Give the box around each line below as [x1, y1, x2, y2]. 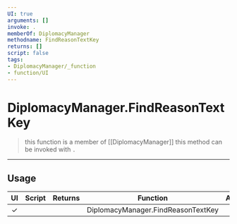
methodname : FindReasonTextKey [7, 37, 99, 44]
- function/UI [7, 69, 49, 76]
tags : [7, 56, 23, 63]
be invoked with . [24, 145, 76, 154]
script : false [7, 50, 49, 57]
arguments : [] [7, 17, 49, 24]
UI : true [7, 10, 33, 18]
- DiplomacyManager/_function [7, 63, 97, 70]
